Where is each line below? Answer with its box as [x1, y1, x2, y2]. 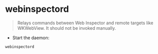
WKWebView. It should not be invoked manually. [17, 25, 116, 31]
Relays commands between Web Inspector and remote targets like [17, 20, 154, 26]
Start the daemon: [12, 35, 50, 41]
